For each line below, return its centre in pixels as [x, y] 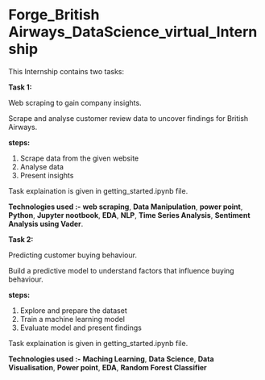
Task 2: [21, 239]
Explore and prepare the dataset [73, 310]
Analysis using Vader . [46, 223]
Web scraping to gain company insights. [75, 102]
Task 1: [20, 87]
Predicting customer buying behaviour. [72, 255]
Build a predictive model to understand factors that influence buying [122, 270]
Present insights [47, 175]
